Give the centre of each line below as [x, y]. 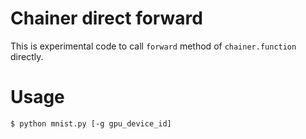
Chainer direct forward [106, 18]
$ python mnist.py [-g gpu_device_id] [91, 123]
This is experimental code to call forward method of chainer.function [153, 46]
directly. [27, 56]
